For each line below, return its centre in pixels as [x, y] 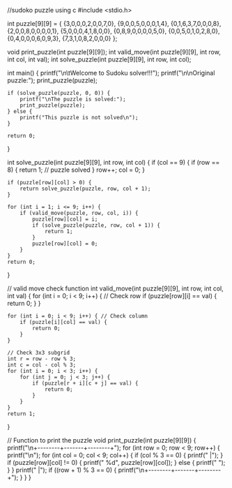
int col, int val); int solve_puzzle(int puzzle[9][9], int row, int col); [99, 59]
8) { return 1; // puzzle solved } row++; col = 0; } [76, 170]
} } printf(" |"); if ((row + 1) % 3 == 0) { [62, 470]
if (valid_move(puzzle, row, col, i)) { [79, 213]
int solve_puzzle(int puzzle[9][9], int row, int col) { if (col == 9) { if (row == [114, 162]
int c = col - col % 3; [42, 365]
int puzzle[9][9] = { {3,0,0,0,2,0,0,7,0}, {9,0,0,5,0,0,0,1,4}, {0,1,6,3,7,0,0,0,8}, [114, 23]
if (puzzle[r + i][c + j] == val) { [85, 383]
